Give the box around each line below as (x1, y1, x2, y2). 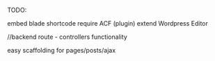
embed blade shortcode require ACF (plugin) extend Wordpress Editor (7, 19, 209, 27)
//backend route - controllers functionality (7, 33, 127, 41)
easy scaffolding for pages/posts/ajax (7, 46, 116, 54)
